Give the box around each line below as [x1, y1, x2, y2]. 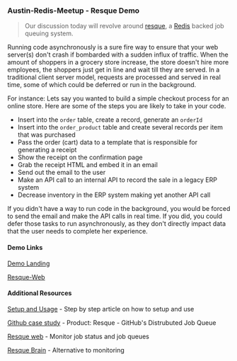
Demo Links [7, 243, 43, 251]
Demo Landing [7, 259, 50, 268]
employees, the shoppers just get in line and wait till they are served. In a [7, 66, 220, 74]
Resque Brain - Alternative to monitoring [7, 345, 125, 354]
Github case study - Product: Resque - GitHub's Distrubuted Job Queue [7, 318, 216, 327]
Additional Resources [7, 289, 72, 297]
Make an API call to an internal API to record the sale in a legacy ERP [17, 176, 218, 184]
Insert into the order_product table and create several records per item [17, 123, 223, 132]
